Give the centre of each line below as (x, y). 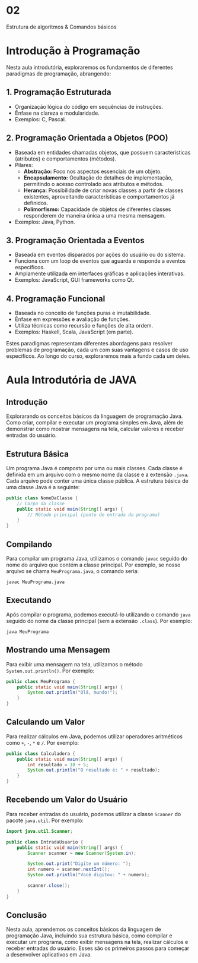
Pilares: (24, 165)
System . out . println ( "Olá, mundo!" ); (73, 693)
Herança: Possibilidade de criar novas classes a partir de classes (103, 190)
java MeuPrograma (28, 632)
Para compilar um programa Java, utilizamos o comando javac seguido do (97, 558)
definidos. (36, 203)
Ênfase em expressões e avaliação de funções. (72, 319)
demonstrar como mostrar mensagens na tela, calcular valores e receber (95, 429)
